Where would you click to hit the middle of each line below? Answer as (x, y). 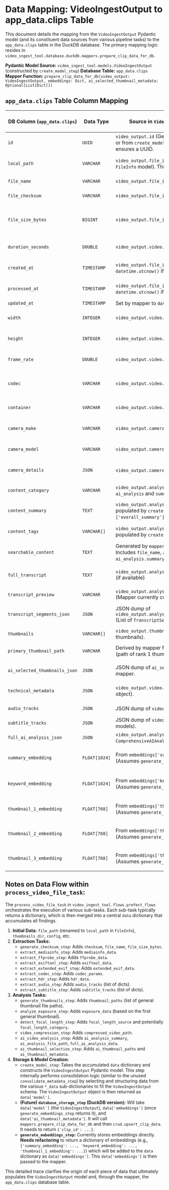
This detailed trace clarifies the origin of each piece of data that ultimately (82, 1171)
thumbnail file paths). (42, 1005)
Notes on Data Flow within (47, 884)
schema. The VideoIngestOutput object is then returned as (80, 1091)
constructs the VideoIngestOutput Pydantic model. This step (82, 1070)
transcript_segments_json (39, 614)
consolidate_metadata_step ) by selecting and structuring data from (89, 1081)
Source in (141, 121)
